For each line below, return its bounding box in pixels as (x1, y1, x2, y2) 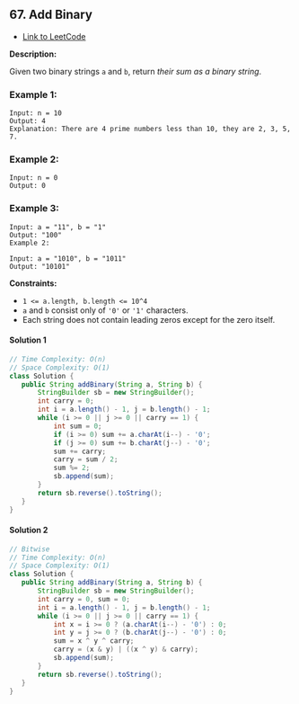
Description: (9, 49, 57, 59)
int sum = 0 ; (53, 422, 102, 431)
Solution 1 (9, 334, 47, 345)
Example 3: (9, 202, 60, 215)
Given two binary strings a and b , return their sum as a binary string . (9, 66, 262, 76)
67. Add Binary (9, 7, 92, 22)
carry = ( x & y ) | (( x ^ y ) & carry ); (53, 645, 199, 655)
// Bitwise (9, 544, 50, 554)
